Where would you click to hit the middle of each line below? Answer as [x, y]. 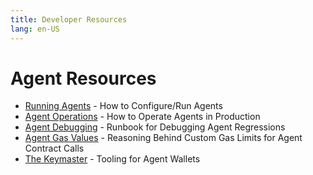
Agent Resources [83, 78]
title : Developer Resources [69, 19]
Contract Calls [54, 148]
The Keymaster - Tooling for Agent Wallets [112, 159]
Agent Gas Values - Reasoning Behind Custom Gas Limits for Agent [163, 138]
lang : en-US [35, 29]
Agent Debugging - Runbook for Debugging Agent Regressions [155, 127]
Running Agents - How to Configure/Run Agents [123, 106]
